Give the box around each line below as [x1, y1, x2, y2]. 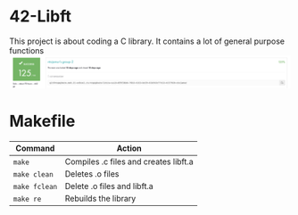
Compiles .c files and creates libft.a [64, 156, 194, 167]
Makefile [9, 112, 76, 131]
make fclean [12, 183, 58, 192]
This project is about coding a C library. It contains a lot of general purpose [9, 36, 286, 46]
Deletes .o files [64, 168, 120, 179]
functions [9, 45, 45, 55]
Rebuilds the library [64, 194, 137, 204]
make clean [12, 170, 54, 179]
